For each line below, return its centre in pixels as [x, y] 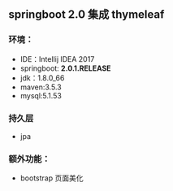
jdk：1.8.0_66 [42, 78]
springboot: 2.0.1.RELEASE [65, 68]
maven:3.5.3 [41, 87]
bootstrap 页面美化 [52, 178]
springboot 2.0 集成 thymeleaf [86, 15]
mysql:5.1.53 [41, 95]
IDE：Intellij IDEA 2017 [57, 59]
